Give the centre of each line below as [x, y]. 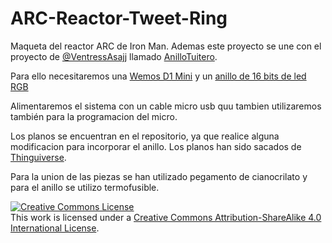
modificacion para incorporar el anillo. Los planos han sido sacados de [156, 146]
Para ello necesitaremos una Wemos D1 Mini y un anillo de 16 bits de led [158, 76]
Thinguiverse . [38, 157]
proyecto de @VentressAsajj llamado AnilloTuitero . [114, 56]
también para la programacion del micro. [94, 116]
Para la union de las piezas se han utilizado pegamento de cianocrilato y [159, 176]
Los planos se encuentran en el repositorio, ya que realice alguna [145, 136]
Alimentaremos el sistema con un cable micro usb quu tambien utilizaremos [166, 106]
